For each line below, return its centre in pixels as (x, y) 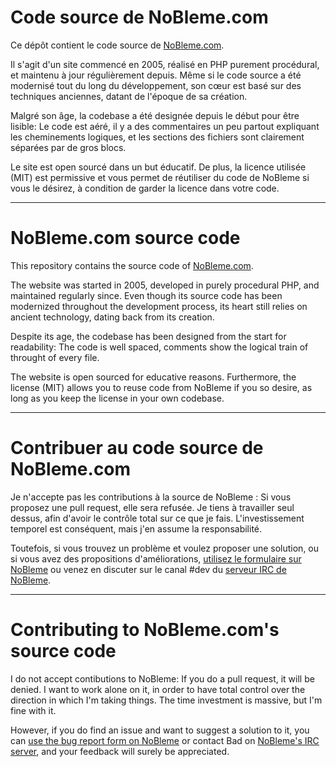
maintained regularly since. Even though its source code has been (146, 295)
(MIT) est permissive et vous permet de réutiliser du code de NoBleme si (160, 177)
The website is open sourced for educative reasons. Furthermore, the (153, 377)
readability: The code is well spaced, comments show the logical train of (159, 347)
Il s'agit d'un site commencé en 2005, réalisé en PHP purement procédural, (165, 64)
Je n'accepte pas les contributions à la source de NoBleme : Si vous (151, 497)
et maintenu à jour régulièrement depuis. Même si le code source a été (156, 75)
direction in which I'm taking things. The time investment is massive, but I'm (166, 700)
